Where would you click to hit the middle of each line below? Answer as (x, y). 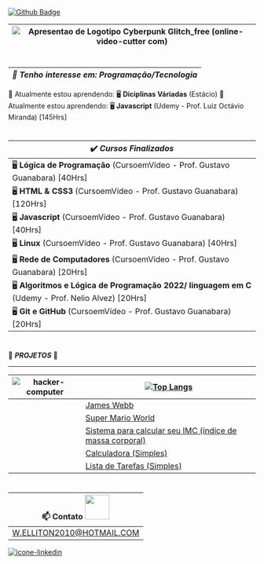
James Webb (110, 405)
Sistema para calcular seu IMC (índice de (161, 430)
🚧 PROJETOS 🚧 (33, 355)
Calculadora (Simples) (126, 453)
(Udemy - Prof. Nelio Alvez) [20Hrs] (79, 298)
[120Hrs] (29, 204)
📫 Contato (63, 516)
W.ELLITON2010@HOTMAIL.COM (76, 533)
